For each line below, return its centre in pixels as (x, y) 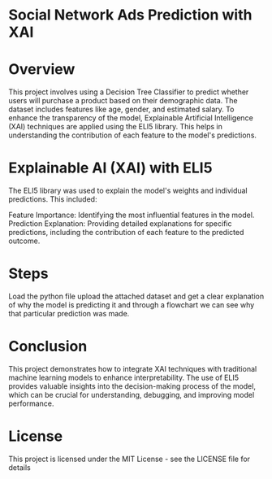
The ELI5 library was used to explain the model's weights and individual (128, 191)
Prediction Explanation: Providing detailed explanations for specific (120, 224)
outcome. (24, 241)
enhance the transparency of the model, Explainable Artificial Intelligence (131, 118)
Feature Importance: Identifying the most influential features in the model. (132, 215)
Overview (42, 70)
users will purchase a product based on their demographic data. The (123, 101)
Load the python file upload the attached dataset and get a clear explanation (136, 296)
